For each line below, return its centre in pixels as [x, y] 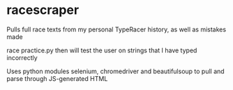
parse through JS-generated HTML [57, 78]
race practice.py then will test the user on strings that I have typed [102, 50]
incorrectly [22, 57]
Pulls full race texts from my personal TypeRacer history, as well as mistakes [116, 29]
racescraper [43, 10]
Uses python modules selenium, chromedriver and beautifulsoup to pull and [115, 71]
